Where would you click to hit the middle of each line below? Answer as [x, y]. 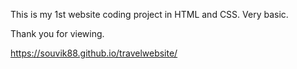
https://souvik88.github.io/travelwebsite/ [94, 53]
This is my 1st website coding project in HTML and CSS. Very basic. [149, 14]
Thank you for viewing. [57, 33]
